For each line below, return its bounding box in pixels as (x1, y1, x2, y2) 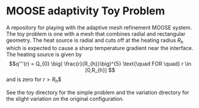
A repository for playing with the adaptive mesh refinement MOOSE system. (6, 24, 192, 31)
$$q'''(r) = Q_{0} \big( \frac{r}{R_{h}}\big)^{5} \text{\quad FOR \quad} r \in (8, 60, 192, 67)
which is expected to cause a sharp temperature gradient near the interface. (6, 44, 194, 51)
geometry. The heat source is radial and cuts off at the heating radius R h (6, 36, 184, 45)
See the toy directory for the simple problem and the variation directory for (6, 88, 189, 96)
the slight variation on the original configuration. (6, 95, 124, 102)
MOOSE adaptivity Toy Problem (6, 4, 165, 18)
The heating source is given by (6, 51, 82, 58)
